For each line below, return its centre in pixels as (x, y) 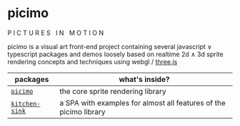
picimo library (82, 112)
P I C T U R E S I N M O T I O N (56, 33)
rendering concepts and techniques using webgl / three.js (92, 61)
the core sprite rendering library (113, 91)
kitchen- (26, 104)
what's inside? (144, 79)
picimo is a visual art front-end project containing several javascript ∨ (110, 46)
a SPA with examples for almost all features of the (143, 103)
